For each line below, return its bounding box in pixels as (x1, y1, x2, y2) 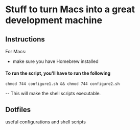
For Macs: (5, 49, 27, 54)
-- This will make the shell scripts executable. (5, 91, 101, 97)
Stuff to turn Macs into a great (5, 4, 135, 15)
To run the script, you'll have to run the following (5, 70, 111, 76)
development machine (5, 14, 103, 26)
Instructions (5, 35, 45, 44)
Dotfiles (5, 105, 31, 114)
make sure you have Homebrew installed (12, 58, 99, 64)
